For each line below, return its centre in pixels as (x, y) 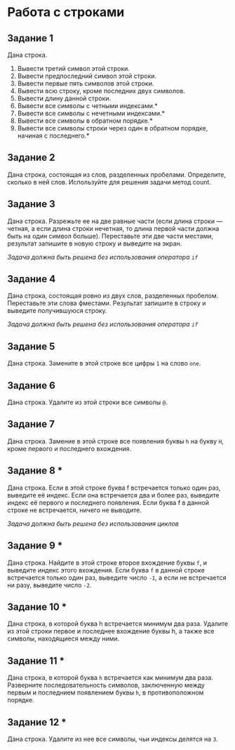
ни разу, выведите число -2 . (49, 585)
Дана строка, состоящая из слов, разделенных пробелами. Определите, (117, 174)
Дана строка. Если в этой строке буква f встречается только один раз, (114, 488)
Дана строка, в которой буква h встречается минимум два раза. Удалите (118, 624)
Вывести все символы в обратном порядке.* (85, 121)
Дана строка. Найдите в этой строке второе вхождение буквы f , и (107, 563)
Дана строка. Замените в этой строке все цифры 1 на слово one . (104, 363)
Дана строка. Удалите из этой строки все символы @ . (87, 402)
